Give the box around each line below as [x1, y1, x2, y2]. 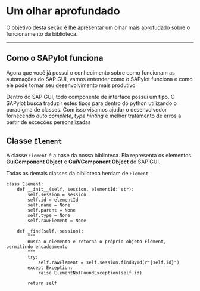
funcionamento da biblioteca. [6, 30, 78, 37]
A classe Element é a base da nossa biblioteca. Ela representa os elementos [6, 151, 192, 159]
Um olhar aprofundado [6, 4, 120, 18]
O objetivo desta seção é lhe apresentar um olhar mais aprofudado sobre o [6, 24, 190, 31]
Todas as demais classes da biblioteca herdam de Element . [6, 169, 150, 177]
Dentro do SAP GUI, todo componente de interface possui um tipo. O [6, 93, 175, 100]
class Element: [6, 181, 44, 187]
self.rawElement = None [27, 218, 86, 224]
